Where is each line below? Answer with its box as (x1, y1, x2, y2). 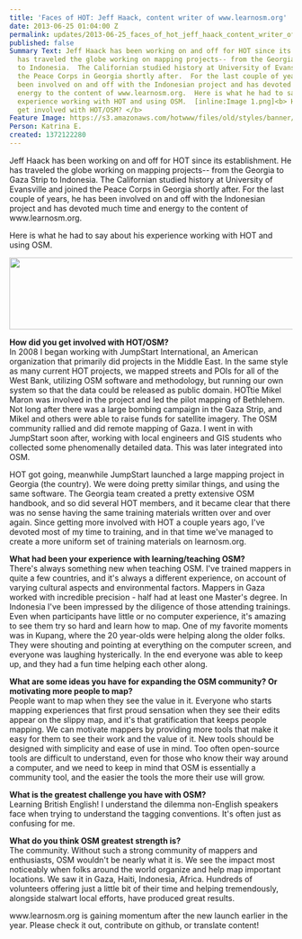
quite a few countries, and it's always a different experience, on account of (9, 573, 287, 583)
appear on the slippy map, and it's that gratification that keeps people (9, 714, 267, 725)
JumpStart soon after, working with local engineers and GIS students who (9, 432, 282, 443)
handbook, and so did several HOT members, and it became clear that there (9, 497, 290, 509)
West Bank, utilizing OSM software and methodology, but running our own (9, 375, 284, 385)
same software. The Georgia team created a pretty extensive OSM (9, 488, 254, 499)
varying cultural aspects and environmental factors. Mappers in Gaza (9, 582, 265, 592)
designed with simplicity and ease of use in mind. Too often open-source (9, 743, 280, 754)
